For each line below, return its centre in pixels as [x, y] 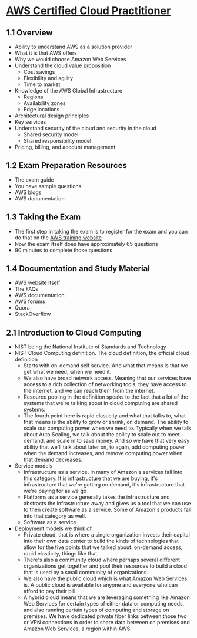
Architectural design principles [52, 116]
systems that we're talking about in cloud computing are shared [101, 403]
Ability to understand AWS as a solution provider [73, 47]
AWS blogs [28, 192]
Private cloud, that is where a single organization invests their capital [106, 535]
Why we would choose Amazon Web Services [70, 59]
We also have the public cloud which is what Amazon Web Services [105, 578]
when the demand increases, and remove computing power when [103, 453]
